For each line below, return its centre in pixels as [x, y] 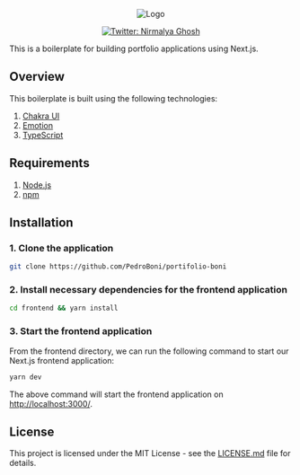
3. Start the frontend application [81, 331]
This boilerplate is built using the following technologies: [114, 98]
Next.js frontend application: [62, 360]
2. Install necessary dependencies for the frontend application [148, 290]
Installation [41, 223]
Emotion [38, 125]
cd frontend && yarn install [64, 308]
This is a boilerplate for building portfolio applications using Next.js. [134, 48]
